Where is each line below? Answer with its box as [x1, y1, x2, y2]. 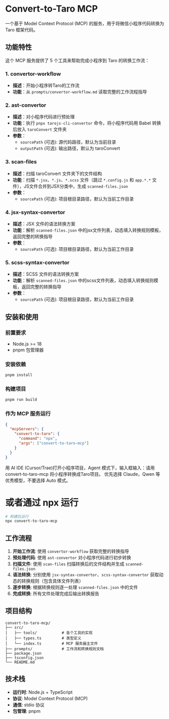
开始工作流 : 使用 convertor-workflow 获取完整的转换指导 [12, 548, 130, 554]
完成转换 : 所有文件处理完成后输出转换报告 [12, 591, 99, 597]
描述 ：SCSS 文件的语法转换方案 [12, 271, 79, 277]
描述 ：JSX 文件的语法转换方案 [12, 220, 76, 227]
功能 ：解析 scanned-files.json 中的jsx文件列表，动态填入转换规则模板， [12, 227, 163, 233]
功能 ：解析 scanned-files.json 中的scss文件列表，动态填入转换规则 [12, 278, 154, 284]
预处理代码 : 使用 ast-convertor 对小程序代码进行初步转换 [12, 555, 131, 561]
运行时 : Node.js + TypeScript [12, 689, 73, 695]
